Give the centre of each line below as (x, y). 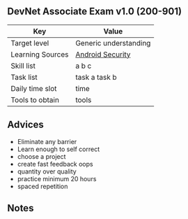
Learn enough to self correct (58, 149)
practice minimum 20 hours (57, 178)
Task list (24, 77)
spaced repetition (42, 186)
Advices (25, 125)
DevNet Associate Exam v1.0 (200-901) (95, 12)
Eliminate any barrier (47, 141)
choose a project (41, 156)
